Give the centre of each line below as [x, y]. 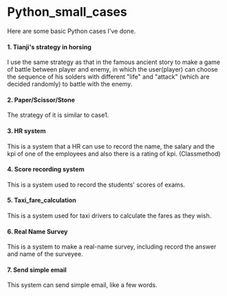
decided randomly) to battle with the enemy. [70, 84]
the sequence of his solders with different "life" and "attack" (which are [108, 77]
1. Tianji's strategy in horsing [49, 47]
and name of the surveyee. [45, 254]
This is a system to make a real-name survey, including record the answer [112, 247]
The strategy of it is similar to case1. [58, 115]
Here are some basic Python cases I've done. [72, 31]
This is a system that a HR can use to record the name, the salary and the [111, 146]
